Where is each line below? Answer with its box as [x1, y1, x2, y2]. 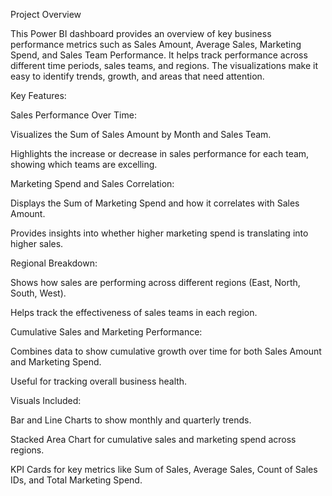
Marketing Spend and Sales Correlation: [10, 178, 175, 189]
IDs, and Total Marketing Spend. [10, 474, 143, 486]
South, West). [10, 287, 67, 299]
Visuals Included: [10, 395, 82, 406]
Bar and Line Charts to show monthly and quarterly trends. [10, 414, 252, 426]
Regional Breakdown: [10, 257, 98, 269]
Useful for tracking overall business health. [10, 375, 188, 387]
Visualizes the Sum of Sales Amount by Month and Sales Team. [10, 129, 272, 140]
